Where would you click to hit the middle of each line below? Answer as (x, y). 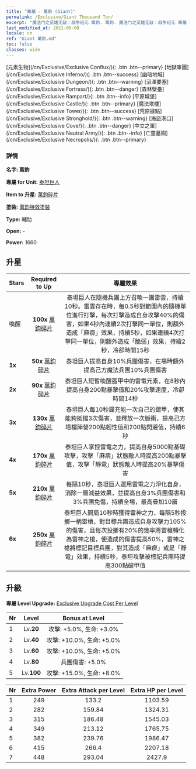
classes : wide (23, 50)
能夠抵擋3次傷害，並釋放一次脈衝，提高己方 (125, 418)
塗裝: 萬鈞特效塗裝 (28, 207)
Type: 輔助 (19, 220)
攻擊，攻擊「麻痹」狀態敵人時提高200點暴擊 (125, 456)
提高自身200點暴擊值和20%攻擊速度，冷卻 (125, 389)
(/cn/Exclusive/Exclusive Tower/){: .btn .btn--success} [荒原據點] (84, 111)
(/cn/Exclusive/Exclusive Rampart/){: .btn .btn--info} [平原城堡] (81, 96)
